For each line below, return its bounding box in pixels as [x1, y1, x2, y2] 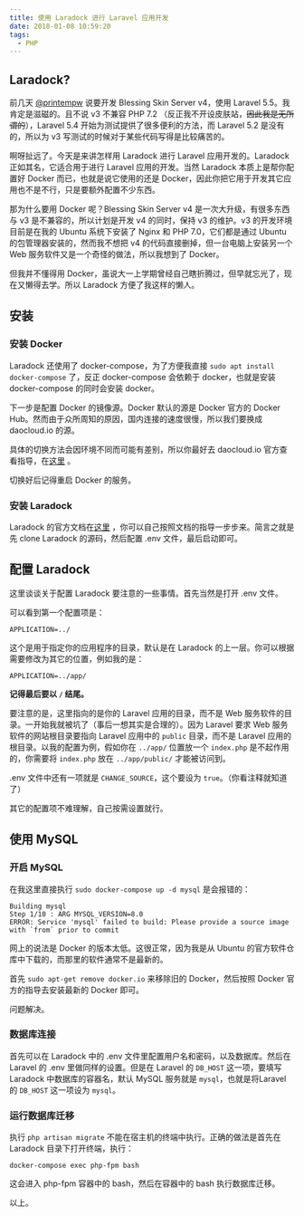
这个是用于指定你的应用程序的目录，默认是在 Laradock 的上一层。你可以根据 [9, 642, 295, 653]
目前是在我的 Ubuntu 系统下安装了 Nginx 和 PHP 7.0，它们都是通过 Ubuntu [9, 226, 287, 237]
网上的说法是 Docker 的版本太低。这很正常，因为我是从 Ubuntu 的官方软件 [9, 943, 287, 953]
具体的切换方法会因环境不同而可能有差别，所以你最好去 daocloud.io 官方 [9, 444, 280, 455]
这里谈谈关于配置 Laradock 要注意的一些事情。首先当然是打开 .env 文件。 [9, 588, 283, 598]
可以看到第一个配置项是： [9, 607, 105, 618]
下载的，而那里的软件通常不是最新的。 [24, 953, 168, 964]
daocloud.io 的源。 [9, 425, 80, 436]
